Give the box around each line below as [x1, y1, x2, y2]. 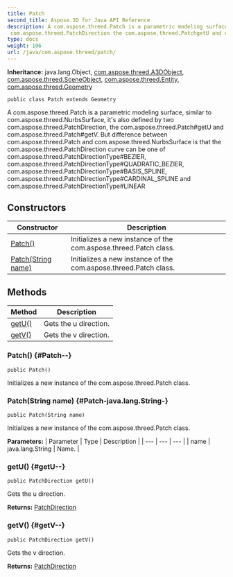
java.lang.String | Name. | [7, 445, 80, 453]
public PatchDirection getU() [7, 478, 95, 485]
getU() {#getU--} [7, 462, 66, 472]
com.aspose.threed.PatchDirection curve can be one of [7, 145, 166, 153]
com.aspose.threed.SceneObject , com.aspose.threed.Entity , [7, 75, 180, 83]
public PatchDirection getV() [7, 536, 95, 543]
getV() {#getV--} [7, 521, 65, 531]
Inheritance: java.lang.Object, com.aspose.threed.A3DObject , [7, 67, 184, 76]
